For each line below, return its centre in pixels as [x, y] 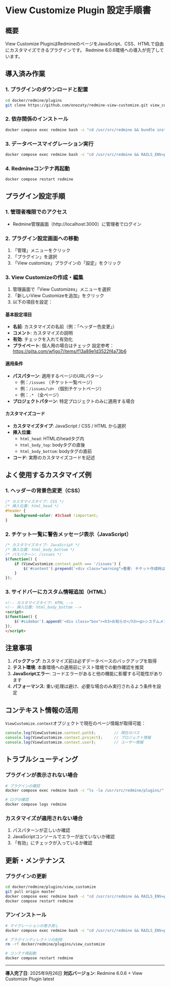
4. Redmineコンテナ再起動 [37, 169]
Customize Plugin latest [30, 979]
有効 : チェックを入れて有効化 [43, 339]
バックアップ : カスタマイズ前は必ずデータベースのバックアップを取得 [84, 661]
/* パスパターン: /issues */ [34, 554]
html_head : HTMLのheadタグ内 [52, 438]
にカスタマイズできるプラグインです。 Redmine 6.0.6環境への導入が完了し [82, 50]
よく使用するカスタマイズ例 [49, 475]
